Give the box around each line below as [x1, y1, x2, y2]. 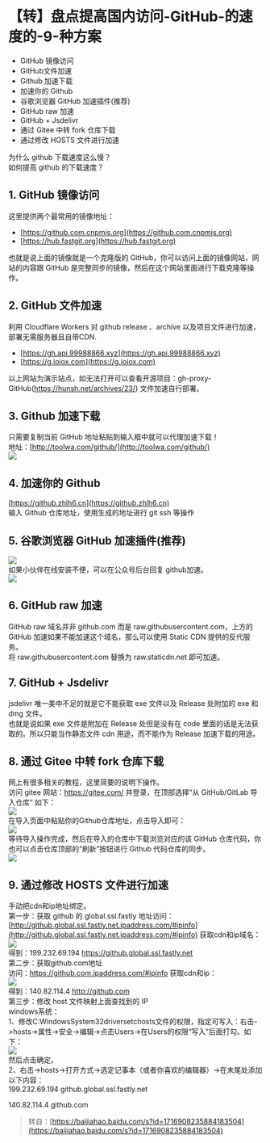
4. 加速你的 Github [8, 476, 101, 490]
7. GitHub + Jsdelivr [8, 676, 109, 690]
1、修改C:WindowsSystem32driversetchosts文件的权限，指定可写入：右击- [8, 1017, 258, 1027]
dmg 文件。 [8, 708, 47, 718]
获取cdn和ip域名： [199, 930, 261, 939]
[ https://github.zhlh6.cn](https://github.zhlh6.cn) [8, 498, 170, 508]
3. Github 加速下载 [8, 409, 101, 422]
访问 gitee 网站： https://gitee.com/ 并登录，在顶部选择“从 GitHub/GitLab [8, 788, 249, 797]
